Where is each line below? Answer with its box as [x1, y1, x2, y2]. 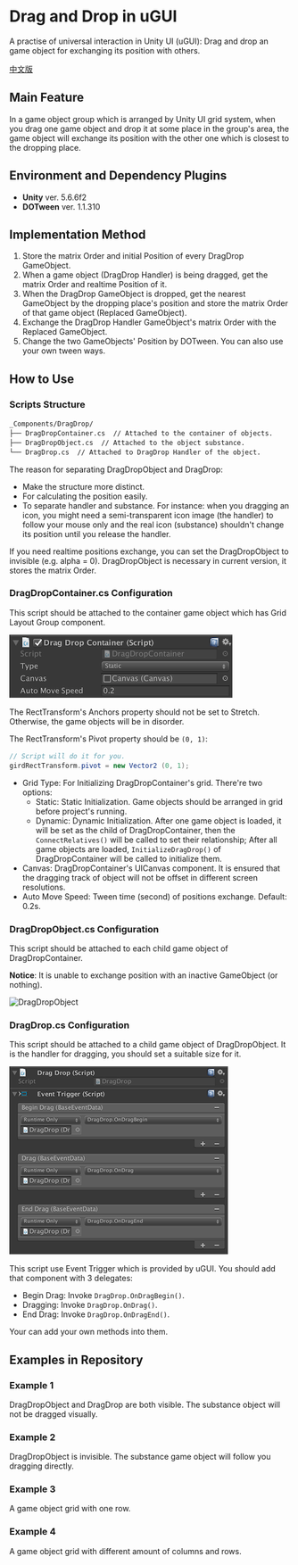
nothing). [9, 979, 43, 990]
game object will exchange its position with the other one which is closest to [9, 132, 290, 144]
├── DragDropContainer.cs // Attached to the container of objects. [9, 428, 274, 438]
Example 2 [9, 1430, 56, 1443]
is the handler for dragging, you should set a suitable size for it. [9, 1048, 242, 1059]
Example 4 [9, 1526, 56, 1538]
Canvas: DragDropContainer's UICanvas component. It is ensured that [21, 863, 281, 874]
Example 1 [9, 1379, 54, 1391]
